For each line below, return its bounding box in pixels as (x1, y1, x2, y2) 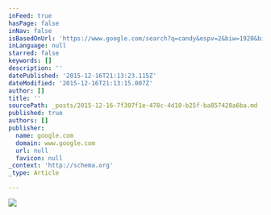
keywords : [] (8, 57, 52, 65)
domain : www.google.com (15, 139, 95, 147)
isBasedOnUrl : (8, 34, 56, 43)
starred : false (8, 49, 60, 57)
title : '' (8, 94, 42, 102)
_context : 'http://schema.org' (8, 162, 114, 170)
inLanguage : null (8, 42, 67, 50)
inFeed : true (8, 11, 52, 20)
